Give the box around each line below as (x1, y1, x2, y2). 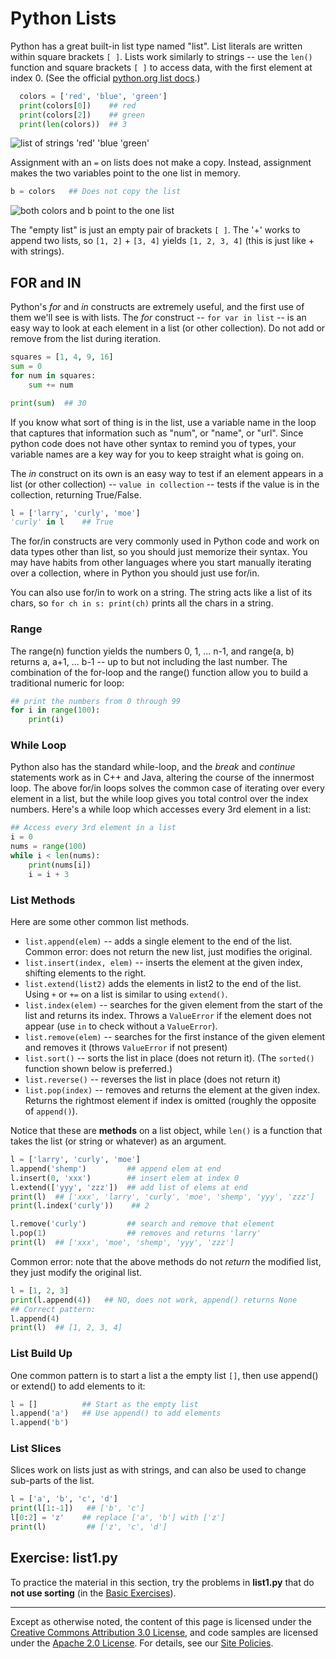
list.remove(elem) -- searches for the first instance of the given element (24, 1031, 326, 1043)
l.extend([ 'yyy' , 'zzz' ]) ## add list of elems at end (10, 1182, 248, 1192)
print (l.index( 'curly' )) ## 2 (10, 1201, 150, 1211)
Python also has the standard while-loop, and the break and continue (10, 761, 296, 773)
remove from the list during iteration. (10, 333, 161, 345)
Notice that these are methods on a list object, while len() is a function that (10, 1125, 323, 1137)
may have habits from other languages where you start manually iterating (10, 557, 312, 569)
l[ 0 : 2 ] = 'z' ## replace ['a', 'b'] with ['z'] (10, 1513, 226, 1523)
